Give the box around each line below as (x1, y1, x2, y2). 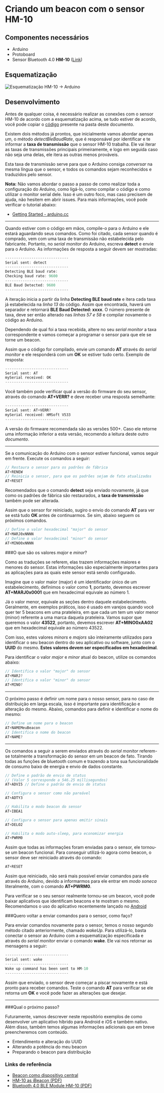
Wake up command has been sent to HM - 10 (5, 966, 89, 971)
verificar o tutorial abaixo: (5, 201, 57, 207)
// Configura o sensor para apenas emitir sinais (5, 818, 108, 823)
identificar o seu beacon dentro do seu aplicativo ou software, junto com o (5, 639, 155, 645)
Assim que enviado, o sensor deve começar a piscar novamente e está (5, 980, 148, 985)
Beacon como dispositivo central (12, 1072, 79, 1078)
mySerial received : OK (5, 375, 51, 380)
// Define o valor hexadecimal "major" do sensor (5, 527, 108, 532)
